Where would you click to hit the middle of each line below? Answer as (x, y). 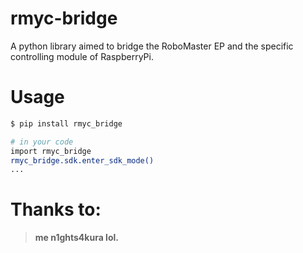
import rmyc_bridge (51, 151)
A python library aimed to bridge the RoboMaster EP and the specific (152, 46)
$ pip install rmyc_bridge (66, 123)
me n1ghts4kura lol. (76, 238)
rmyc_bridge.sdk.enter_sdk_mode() (82, 160)
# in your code (42, 142)
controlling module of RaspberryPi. (82, 56)
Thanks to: (56, 209)
